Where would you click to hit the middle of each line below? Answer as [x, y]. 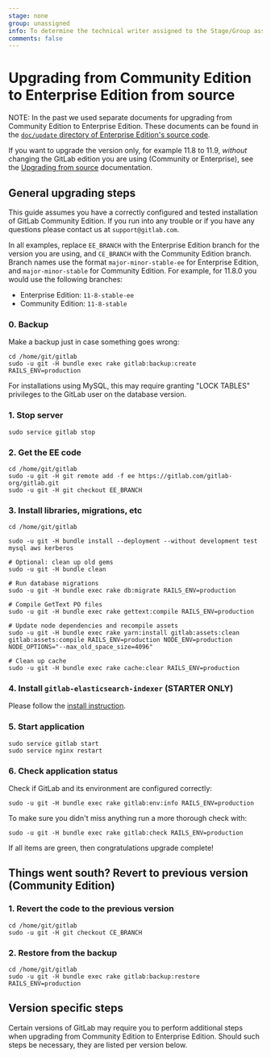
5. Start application [46, 727]
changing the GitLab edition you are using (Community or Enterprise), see [131, 159]
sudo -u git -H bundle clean [57, 569]
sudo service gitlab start [54, 744]
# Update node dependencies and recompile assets [94, 626]
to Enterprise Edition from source [122, 96]
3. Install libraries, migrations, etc [75, 510]
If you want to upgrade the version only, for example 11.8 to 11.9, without [128, 151]
